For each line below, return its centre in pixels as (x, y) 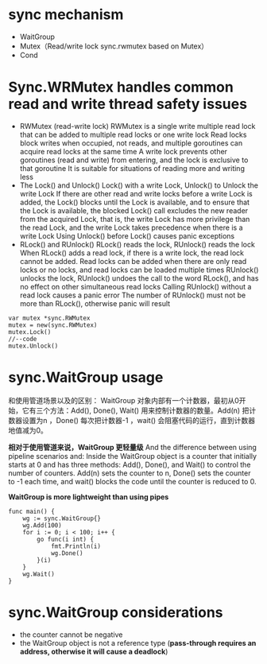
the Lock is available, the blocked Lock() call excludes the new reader (134, 210)
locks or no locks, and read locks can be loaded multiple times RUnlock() (139, 270)
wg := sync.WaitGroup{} (62, 518)
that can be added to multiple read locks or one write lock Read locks (133, 134)
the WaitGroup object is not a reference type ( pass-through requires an (138, 643)
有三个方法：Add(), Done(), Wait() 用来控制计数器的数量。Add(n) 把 (139, 410)
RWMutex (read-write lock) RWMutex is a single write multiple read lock (137, 126)
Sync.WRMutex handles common (121, 87)
